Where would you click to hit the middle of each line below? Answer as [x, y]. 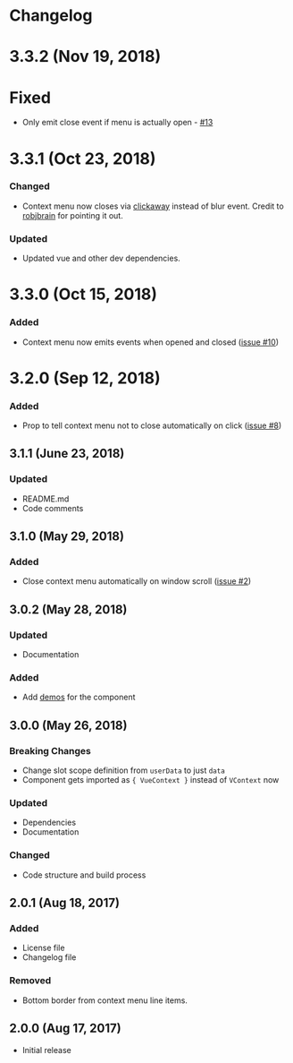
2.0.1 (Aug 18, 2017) [65, 903]
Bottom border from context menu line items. [105, 1000]
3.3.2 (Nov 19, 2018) [85, 57]
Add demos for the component [79, 697]
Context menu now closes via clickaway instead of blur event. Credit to [153, 206]
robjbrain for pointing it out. [72, 215]
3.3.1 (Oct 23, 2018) [83, 159]
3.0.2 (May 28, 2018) [68, 609]
